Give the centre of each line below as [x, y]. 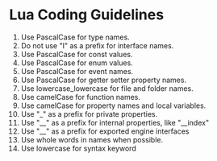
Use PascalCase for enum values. [77, 63]
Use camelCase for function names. [80, 97]
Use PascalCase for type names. [75, 37]
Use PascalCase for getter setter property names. [104, 80]
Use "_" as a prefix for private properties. [89, 114]
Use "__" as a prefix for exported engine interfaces [105, 131]
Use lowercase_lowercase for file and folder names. [107, 88]
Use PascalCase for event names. [77, 71]
